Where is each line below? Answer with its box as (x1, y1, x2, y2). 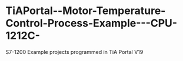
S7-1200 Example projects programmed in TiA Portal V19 (5, 48, 144, 55)
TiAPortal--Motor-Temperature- (5, 4, 166, 18)
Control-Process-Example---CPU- (5, 16, 178, 30)
